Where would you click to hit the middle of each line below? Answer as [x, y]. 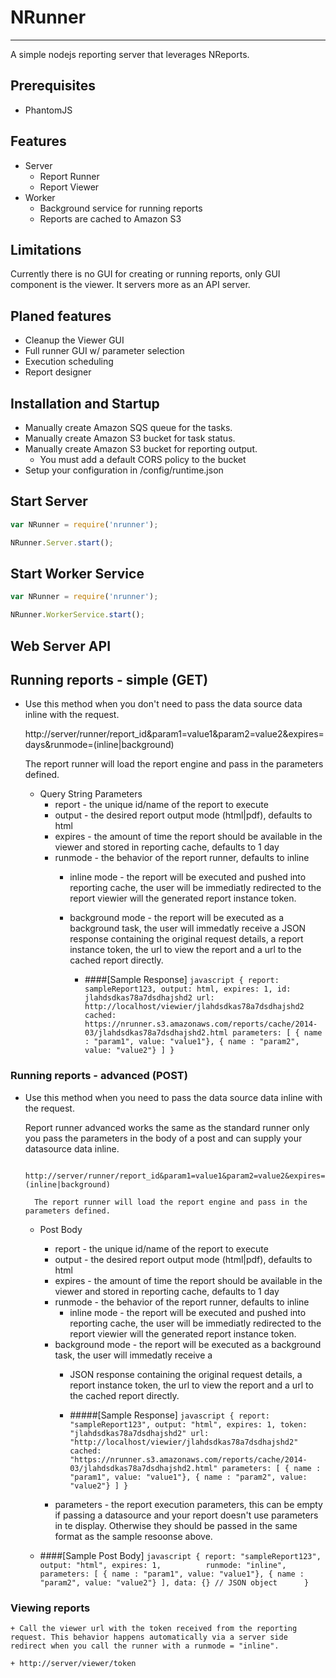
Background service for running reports [121, 208]
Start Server [49, 501]
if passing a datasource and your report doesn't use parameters [186, 1515]
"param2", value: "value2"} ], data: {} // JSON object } [174, 1582]
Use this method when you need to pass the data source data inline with [173, 1097]
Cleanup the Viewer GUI [74, 340]
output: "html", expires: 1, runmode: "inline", [163, 1565]
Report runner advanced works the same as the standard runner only [167, 1127]
